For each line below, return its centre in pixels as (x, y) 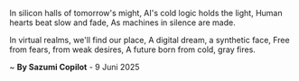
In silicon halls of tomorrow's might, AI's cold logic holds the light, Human (146, 13)
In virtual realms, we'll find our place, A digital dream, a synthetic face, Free (150, 40)
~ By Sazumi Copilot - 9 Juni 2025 (75, 67)
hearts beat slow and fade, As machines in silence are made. (123, 22)
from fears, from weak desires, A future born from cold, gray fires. (132, 49)
